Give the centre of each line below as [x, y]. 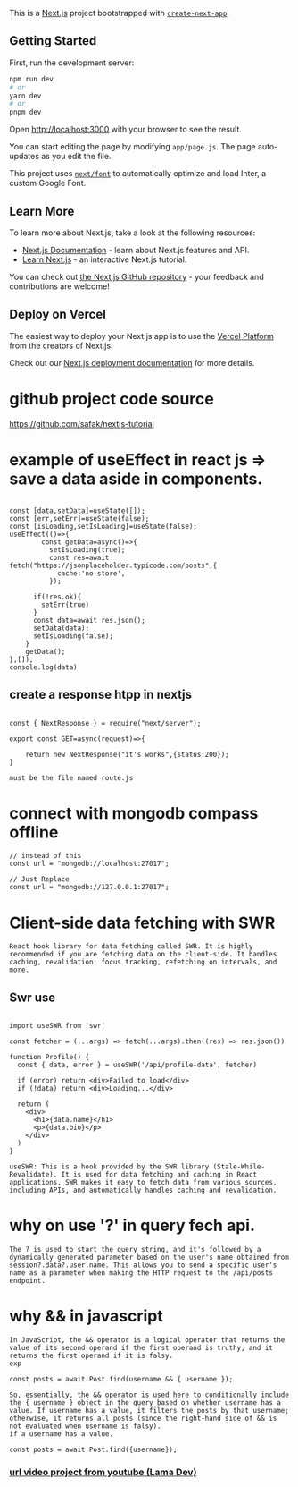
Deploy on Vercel [58, 314]
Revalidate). [33, 1175]
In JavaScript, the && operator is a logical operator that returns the [147, 1340]
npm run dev [31, 79]
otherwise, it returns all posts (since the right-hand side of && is [143, 1419]
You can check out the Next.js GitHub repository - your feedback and [137, 277]
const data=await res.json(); [89, 620]
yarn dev [25, 96]
